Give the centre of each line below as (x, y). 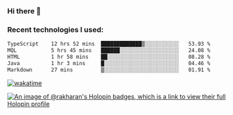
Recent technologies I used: (55, 29)
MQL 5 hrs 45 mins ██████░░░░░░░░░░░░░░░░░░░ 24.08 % (109, 51)
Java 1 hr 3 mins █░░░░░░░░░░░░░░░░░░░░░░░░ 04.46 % (109, 63)
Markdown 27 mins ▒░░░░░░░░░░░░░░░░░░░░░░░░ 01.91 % (109, 70)
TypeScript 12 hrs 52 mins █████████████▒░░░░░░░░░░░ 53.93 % (109, 44)
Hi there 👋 (24, 11)
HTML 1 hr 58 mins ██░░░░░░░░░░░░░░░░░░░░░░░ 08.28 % (109, 57)
